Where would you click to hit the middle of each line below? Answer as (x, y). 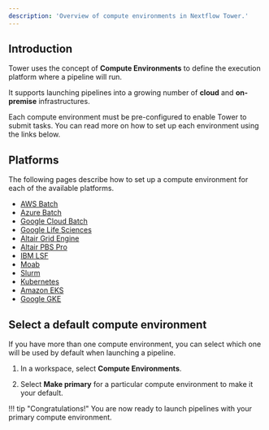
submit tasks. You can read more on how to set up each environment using (134, 126)
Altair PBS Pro (43, 247)
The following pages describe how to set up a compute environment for (128, 180)
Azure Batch (41, 213)
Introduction (41, 49)
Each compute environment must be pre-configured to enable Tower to (128, 117)
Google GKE (41, 299)
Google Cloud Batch (54, 221)
